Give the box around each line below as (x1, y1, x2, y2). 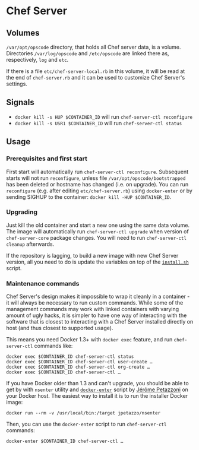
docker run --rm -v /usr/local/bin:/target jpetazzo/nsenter (6, 410, 161, 416)
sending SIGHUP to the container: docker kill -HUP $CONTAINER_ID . (6, 193, 172, 200)
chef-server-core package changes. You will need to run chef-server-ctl (6, 234, 187, 241)
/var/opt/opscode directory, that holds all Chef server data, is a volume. (6, 43, 181, 50)
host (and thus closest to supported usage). (6, 325, 113, 332)
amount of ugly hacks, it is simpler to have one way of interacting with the (6, 312, 187, 319)
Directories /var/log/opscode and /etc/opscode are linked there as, (6, 50, 169, 57)
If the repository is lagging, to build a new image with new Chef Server (6, 252, 179, 259)
